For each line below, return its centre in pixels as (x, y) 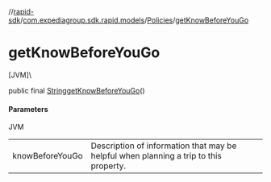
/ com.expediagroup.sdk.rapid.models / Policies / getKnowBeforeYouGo (134, 20)
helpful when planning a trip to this (156, 156)
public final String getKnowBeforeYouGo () (77, 90)
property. (108, 166)
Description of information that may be (164, 146)
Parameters (28, 109)
